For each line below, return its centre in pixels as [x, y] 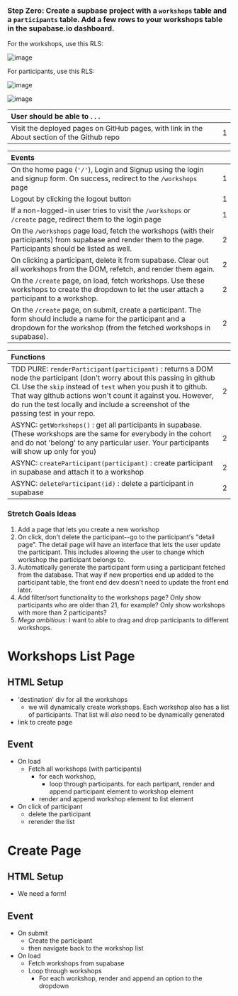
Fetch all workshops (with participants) [85, 769]
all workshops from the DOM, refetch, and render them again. [113, 269]
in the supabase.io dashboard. [61, 28]
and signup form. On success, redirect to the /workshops [104, 178]
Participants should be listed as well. [72, 249]
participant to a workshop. [55, 298]
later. [25, 590]
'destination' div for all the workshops [73, 699]
